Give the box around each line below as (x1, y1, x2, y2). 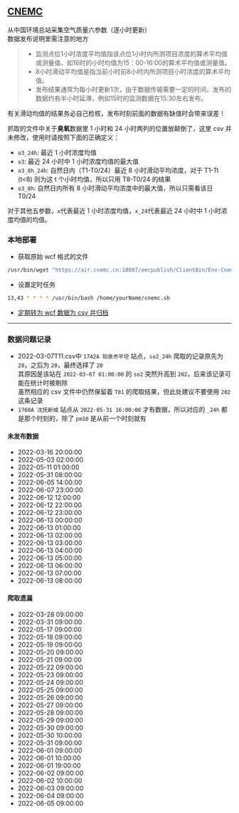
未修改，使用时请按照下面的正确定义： (7, 133, 119, 142)
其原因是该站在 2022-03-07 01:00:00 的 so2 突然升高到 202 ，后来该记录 (17, 370, 225, 378)
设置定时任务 (17, 280, 55, 289)
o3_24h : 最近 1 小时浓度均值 (17, 148, 97, 156)
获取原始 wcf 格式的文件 (17, 253, 89, 261)
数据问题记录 (7, 334, 52, 344)
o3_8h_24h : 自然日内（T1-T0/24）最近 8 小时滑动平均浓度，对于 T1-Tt (17, 166, 219, 174)
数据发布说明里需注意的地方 (7, 34, 89, 43)
